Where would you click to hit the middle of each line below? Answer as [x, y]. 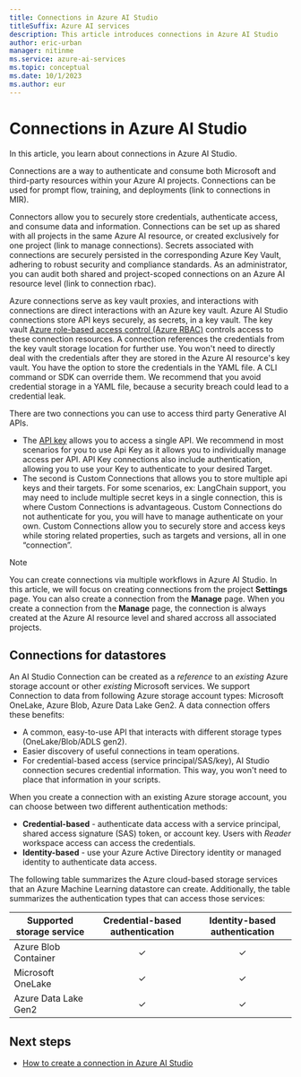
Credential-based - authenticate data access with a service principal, [151, 824]
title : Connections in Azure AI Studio [84, 17]
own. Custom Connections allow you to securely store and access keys [154, 526]
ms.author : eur [38, 84]
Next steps [40, 1042]
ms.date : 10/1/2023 [46, 76]
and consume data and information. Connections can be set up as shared [145, 226]
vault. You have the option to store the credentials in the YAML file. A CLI [143, 367]
